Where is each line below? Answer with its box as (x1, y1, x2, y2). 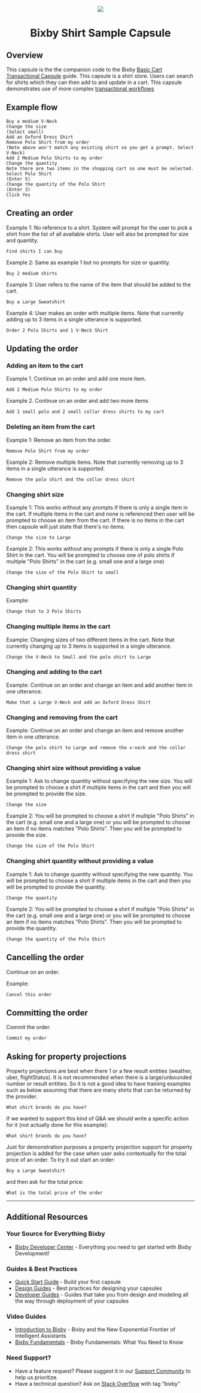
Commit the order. (6, 1024, 51, 1031)
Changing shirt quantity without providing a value (6, 857, 154, 866)
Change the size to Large (6, 534, 71, 541)
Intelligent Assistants (14, 1332, 66, 1340)
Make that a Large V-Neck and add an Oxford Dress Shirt (6, 699, 151, 705)
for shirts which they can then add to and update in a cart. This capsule (6, 79, 182, 86)
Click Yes (6, 192, 31, 198)
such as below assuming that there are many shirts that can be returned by (6, 1087, 191, 1094)
